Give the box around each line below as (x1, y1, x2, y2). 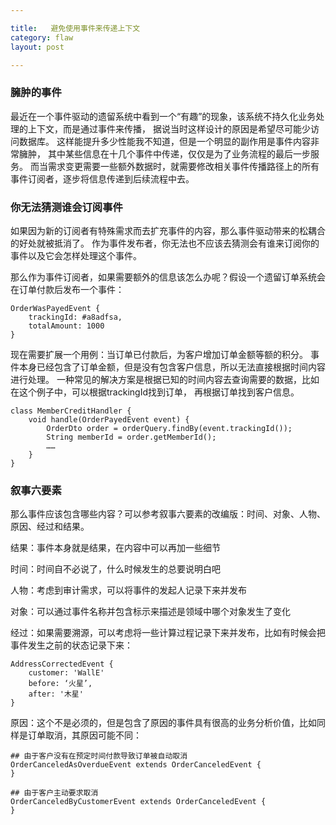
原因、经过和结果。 (10, 521, 90, 533)
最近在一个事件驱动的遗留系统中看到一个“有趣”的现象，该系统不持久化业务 (10, 110, 317, 122)
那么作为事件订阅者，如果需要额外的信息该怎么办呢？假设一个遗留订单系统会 (10, 271, 326, 283)
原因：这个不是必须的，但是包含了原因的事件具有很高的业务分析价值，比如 (10, 717, 317, 729)
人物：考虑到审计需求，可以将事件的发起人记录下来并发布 (10, 584, 247, 596)
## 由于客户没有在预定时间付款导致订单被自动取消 (10, 751, 188, 761)
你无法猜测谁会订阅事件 (10, 200, 123, 214)
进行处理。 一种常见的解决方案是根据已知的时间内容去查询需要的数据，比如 (10, 373, 320, 385)
